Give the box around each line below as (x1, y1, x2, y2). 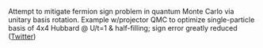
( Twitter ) (8, 31, 36, 41)
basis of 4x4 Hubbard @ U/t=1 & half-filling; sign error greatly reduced (8, 24, 238, 32)
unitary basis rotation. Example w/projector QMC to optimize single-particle (8, 15, 255, 24)
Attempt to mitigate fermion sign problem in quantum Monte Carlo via (8, 7, 234, 16)
